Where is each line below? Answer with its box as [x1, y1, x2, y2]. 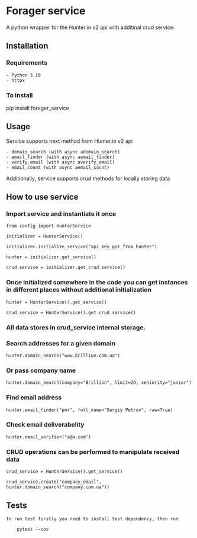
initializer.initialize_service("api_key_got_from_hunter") [6, 244, 158, 250]
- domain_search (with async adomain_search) [6, 149, 120, 155]
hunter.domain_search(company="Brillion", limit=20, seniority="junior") [6, 380, 192, 386]
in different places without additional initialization [6, 286, 152, 294]
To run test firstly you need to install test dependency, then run [6, 515, 179, 522]
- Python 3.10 [6, 72, 41, 78]
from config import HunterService [6, 223, 92, 229]
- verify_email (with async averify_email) [6, 159, 115, 165]
